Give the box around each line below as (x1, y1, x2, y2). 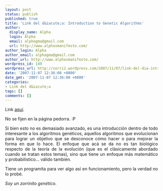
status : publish (5, 12, 38, 17)
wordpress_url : (5, 66, 36, 71)
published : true (5, 16, 38, 21)
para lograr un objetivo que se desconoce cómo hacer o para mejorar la (5, 136, 158, 142)
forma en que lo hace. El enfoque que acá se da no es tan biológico (5, 141, 158, 147)
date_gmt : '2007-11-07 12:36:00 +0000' (5, 75, 86, 80)
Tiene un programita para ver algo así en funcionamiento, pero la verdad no (5, 166, 158, 172)
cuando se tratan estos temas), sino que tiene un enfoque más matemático (5, 152, 158, 157)
